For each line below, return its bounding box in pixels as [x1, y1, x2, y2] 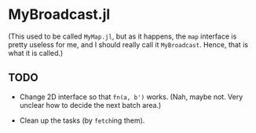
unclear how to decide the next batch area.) [19, 100, 162, 109]
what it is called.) [8, 48, 64, 57]
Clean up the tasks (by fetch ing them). [19, 116, 145, 125]
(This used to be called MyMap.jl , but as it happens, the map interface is [8, 31, 237, 41]
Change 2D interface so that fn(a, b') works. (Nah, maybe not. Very [19, 92, 243, 102]
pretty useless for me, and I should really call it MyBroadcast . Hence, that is [8, 39, 249, 49]
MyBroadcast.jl [8, 6, 111, 24]
